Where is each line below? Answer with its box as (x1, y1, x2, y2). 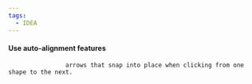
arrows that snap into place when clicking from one (65, 61, 245, 69)
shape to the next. (8, 68, 73, 76)
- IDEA (15, 19, 37, 27)
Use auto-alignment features (8, 44, 106, 53)
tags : (8, 11, 26, 20)
